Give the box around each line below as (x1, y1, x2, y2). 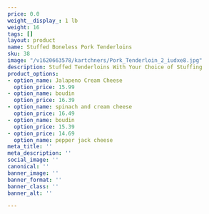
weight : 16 (7, 24, 40, 31)
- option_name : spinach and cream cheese (7, 103, 133, 111)
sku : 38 (7, 51, 31, 58)
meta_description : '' (7, 150, 72, 157)
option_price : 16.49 (14, 110, 75, 117)
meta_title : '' (7, 143, 53, 151)
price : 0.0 (7, 10, 40, 18)
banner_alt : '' (7, 190, 53, 197)
